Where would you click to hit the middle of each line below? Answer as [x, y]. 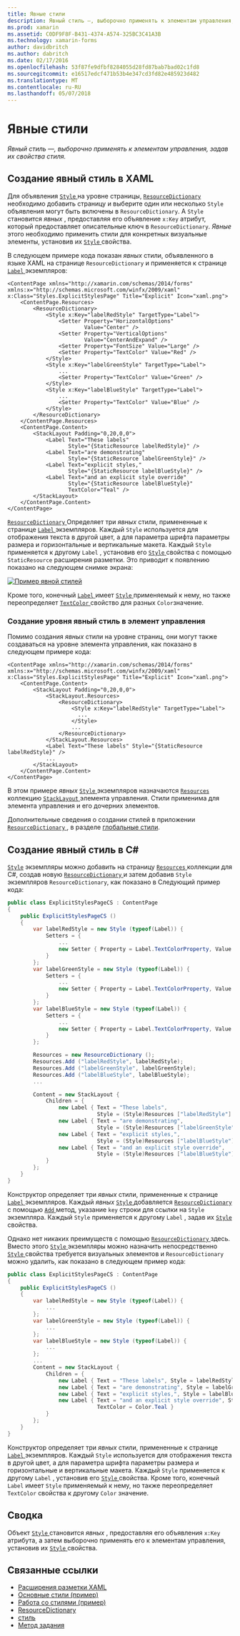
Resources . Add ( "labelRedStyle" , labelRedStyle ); [108, 1062]
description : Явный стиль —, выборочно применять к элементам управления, [121, 21]
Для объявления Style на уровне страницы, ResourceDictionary [104, 196]
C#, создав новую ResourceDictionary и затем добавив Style [100, 874]
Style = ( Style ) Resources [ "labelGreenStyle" [166, 1128]
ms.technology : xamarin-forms [52, 41]
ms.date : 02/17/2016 [38, 61]
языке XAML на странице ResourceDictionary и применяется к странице [117, 263]
